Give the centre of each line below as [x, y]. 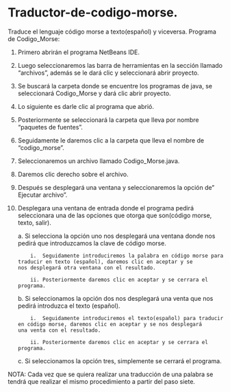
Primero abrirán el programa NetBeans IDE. [78, 52]
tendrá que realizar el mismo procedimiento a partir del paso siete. [102, 381]
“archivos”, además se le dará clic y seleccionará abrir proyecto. [108, 73]
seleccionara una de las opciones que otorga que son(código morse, [115, 215]
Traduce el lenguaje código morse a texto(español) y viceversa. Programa [112, 32]
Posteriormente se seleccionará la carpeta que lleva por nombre [108, 120]
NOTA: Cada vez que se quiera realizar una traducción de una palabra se [111, 374]
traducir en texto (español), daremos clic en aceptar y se [105, 262]
